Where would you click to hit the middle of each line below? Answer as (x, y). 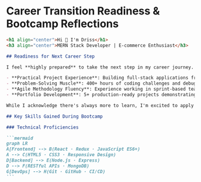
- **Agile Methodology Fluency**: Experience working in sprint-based (96, 89)
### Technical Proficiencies (42, 127)
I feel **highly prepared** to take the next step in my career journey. (100, 67)
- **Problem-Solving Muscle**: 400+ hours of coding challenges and (93, 83)
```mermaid (20, 138)
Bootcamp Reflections (63, 24)
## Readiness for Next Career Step (51, 56)
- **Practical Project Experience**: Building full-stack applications (97, 78)
